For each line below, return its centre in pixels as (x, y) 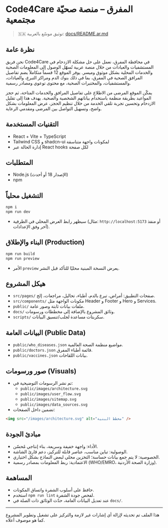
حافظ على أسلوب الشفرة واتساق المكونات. (53, 490)
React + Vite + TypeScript (39, 136)
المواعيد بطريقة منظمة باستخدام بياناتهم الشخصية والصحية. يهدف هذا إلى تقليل (79, 98)
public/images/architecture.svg (54, 389)
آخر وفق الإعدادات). (31, 226)
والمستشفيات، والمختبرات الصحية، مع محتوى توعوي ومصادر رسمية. (68, 83)
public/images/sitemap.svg (48, 399)
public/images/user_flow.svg (51, 394)
